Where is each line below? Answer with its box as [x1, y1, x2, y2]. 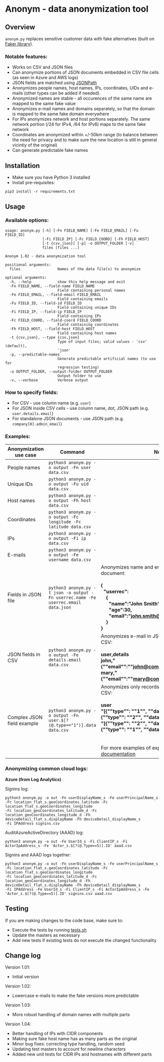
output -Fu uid [53, 481, 89, 487]
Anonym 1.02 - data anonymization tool [5, 254, 86, 258]
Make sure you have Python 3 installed [12, 174, 90, 180]
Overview [5, 23, 36, 31]
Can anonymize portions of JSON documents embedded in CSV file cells [12, 69, 159, 75]
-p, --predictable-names [9, 352, 60, 357]
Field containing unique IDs [57, 305, 117, 310]
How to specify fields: [5, 389, 59, 396]
